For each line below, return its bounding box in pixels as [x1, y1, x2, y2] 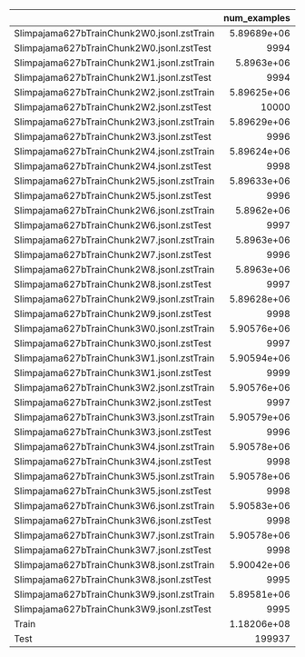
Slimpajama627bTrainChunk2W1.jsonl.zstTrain [14, 56, 215, 69]
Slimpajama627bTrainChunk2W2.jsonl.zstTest [14, 101, 212, 113]
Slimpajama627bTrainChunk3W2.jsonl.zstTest [14, 396, 212, 408]
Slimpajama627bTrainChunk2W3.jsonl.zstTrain [14, 115, 215, 128]
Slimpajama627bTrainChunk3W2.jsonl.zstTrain [14, 382, 215, 393]
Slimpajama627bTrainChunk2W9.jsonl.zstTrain [14, 293, 215, 305]
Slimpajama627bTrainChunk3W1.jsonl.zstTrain [14, 352, 215, 364]
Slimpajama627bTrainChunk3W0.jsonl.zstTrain [14, 323, 215, 334]
